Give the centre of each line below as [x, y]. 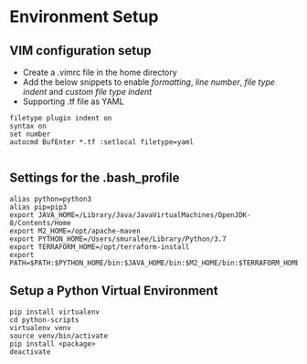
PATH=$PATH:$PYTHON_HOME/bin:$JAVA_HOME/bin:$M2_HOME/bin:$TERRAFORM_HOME [155, 263]
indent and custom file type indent [87, 92]
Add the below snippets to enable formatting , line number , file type [149, 82]
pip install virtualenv [55, 312]
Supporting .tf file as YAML [74, 101]
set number [30, 134]
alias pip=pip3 [38, 207]
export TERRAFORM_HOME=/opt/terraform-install [100, 247]
